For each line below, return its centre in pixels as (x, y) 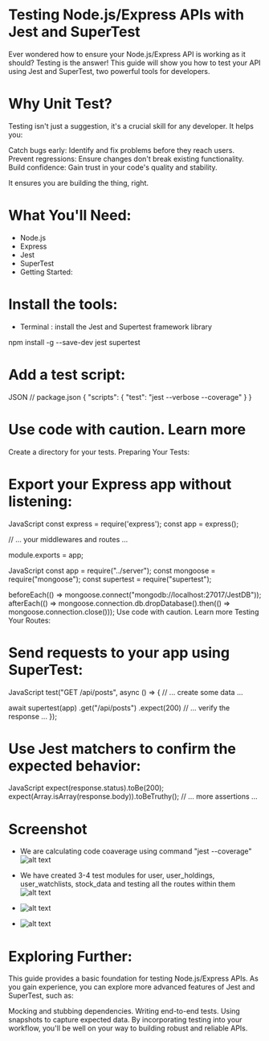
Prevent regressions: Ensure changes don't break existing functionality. (126, 158)
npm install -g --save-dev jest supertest (74, 342)
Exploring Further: (70, 956)
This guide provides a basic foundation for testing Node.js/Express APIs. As (133, 978)
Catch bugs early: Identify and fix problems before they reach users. (122, 150)
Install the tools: (63, 304)
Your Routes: (29, 620)
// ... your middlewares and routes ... (68, 539)
